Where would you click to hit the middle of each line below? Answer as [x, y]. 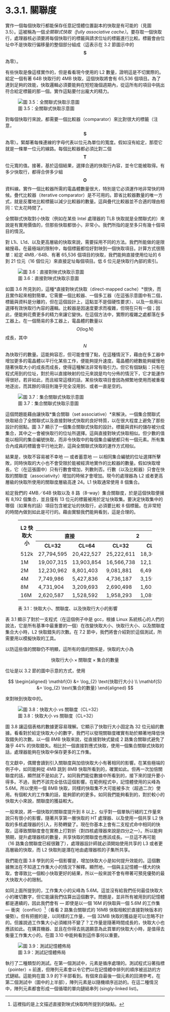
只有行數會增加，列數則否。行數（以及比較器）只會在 [105, 469]
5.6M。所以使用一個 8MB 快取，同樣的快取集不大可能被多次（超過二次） [81, 788]
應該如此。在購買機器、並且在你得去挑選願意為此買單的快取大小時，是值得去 [85, 929]
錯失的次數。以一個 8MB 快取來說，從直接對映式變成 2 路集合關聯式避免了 [87, 739]
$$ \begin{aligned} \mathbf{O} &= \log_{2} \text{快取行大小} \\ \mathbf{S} [85, 681]
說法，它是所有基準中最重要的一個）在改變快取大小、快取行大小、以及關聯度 [85, 625]
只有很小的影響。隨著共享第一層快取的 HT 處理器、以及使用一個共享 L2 [83, 818]
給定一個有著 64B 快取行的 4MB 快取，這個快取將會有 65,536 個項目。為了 [83, 78]
